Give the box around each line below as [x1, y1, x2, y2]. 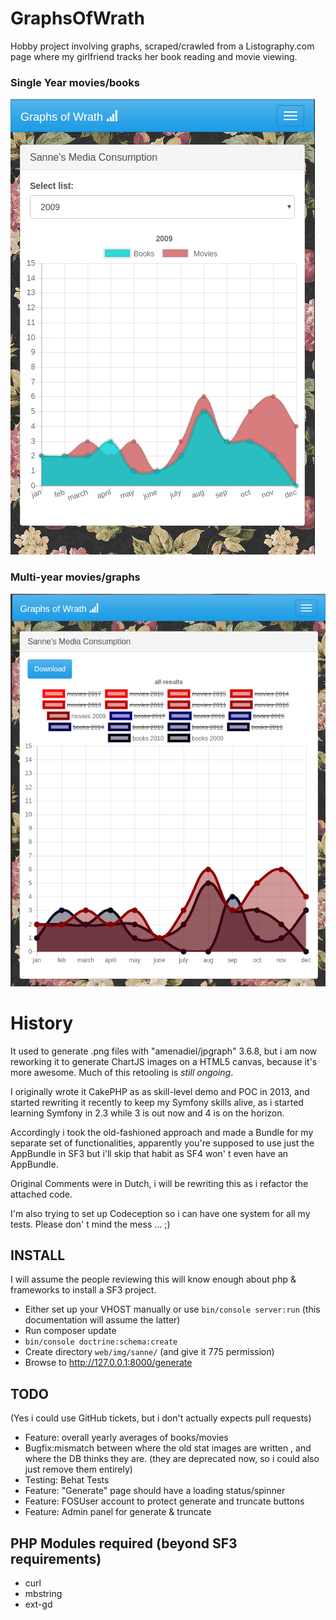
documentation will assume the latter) [24, 1314, 181, 1326]
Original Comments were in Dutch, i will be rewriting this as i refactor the [10, 1177, 309, 1189]
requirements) [10, 1550, 102, 1567]
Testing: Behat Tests [24, 1474, 110, 1486]
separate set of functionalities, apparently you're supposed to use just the [10, 1137, 315, 1149]
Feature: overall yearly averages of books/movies [24, 1432, 229, 1444]
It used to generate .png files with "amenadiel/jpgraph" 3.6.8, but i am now [10, 1045, 318, 1057]
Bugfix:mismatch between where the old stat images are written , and [24, 1442, 312, 1454]
